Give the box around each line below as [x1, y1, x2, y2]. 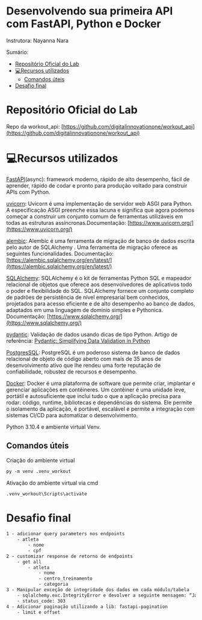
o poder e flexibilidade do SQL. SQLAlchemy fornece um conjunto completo [6, 287, 194, 294]
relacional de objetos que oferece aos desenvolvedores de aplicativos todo [6, 281, 192, 288]
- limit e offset [17, 609, 61, 615]
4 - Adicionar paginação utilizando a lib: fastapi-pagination [6, 603, 168, 610]
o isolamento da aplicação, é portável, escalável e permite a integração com [6, 405, 195, 413]
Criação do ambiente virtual [6, 456, 75, 464]
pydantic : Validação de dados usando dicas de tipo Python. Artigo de [6, 331, 178, 338]
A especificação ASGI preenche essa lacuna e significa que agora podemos [6, 206, 195, 213]
